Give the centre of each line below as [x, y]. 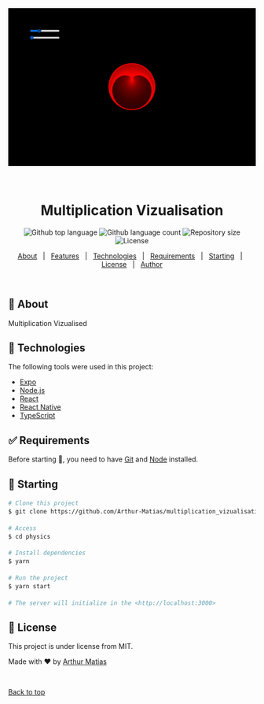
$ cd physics [29, 536]
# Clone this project [44, 503]
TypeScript [37, 416]
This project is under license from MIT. [71, 647]
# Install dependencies [47, 553]
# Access [22, 528]
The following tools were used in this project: [81, 367]
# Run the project [38, 578]
